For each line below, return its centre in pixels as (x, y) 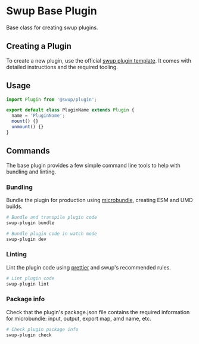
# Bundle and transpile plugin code (52, 217)
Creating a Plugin (39, 46)
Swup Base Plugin (52, 11)
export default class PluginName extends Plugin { (70, 110)
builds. (14, 206)
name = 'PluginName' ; (38, 116)
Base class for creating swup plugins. (52, 27)
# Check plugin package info (42, 329)
